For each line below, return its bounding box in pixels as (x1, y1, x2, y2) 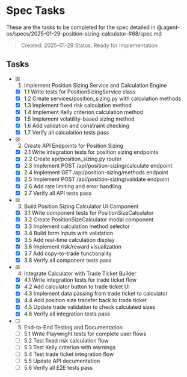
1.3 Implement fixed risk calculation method (23, 101, 132, 109)
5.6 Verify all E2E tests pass (23, 364, 93, 371)
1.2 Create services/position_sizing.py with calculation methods (23, 95, 182, 102)
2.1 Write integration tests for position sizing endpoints (23, 148, 159, 156)
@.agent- (156, 24, 180, 31)
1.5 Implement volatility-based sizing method (23, 115, 135, 122)
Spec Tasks (6, 4, 66, 17)
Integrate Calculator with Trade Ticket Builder (23, 270, 136, 277)
